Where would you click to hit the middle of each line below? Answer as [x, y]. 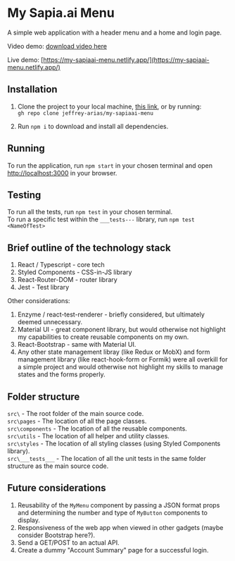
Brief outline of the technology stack [89, 248]
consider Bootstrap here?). [56, 535]
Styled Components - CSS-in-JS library [75, 272]
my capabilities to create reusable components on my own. [103, 337]
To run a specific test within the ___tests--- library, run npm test [101, 219]
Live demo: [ [25, 60]
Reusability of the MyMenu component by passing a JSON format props [119, 505]
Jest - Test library [43, 288]
